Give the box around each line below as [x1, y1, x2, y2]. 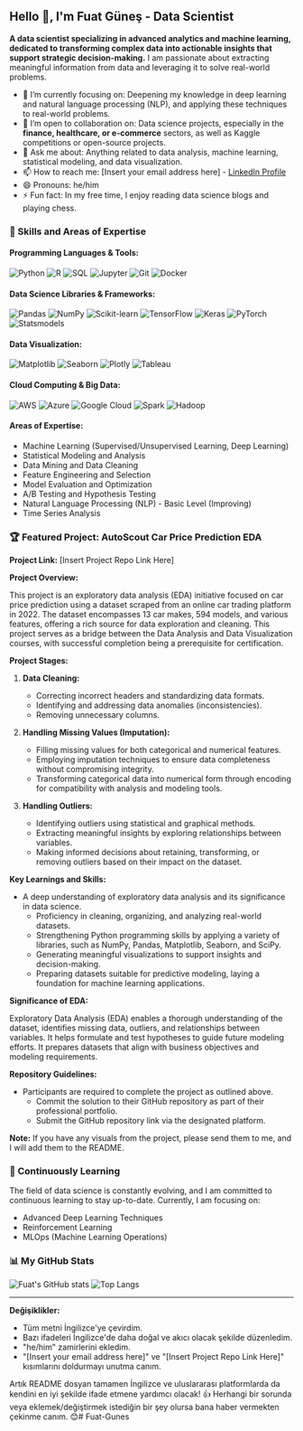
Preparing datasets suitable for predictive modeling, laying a [35, 968, 260, 979]
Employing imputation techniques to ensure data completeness [35, 754, 271, 765]
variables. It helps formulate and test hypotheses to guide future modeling [9, 1032, 285, 1043]
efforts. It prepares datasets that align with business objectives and [9, 1041, 260, 1053]
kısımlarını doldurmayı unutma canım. [22, 1360, 161, 1371]
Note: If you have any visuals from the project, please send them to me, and [9, 1133, 292, 1144]
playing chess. [22, 202, 77, 213]
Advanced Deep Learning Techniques [22, 1212, 164, 1223]
